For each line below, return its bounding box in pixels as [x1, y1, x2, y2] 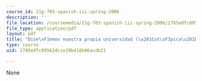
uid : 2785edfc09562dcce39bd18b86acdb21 [6, 48, 106, 54]
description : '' [6, 14, 47, 20]
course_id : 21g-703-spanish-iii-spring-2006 [6, 8, 120, 15]
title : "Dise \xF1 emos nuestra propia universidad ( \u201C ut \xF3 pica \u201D [6, 36, 198, 42]
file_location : [6, 20, 44, 26]
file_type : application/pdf [6, 25, 77, 32]
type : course [6, 42, 39, 48]
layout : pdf [6, 31, 36, 37]
